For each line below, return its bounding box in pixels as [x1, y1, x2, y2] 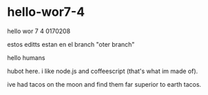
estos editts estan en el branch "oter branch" [7, 40, 135, 48]
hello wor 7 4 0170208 [7, 27, 71, 35]
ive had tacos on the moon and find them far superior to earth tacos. [7, 80, 202, 88]
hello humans [7, 53, 45, 62]
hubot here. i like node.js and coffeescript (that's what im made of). [7, 67, 198, 75]
